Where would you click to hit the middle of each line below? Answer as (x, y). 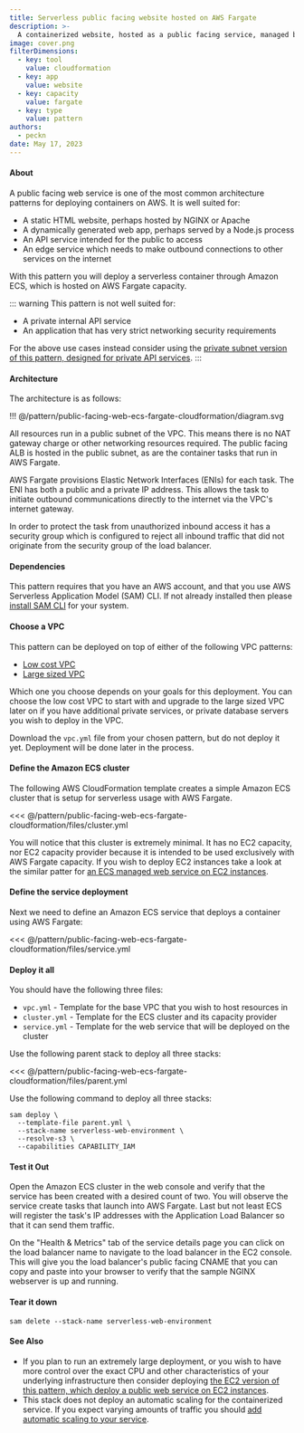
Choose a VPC (37, 626)
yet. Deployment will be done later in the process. (102, 747)
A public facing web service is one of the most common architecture (137, 193)
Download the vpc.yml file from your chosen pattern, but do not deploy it (145, 738)
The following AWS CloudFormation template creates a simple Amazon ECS (150, 788)
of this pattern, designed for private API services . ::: (105, 358)
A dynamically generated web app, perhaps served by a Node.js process (158, 229)
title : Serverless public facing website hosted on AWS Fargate (133, 18)
